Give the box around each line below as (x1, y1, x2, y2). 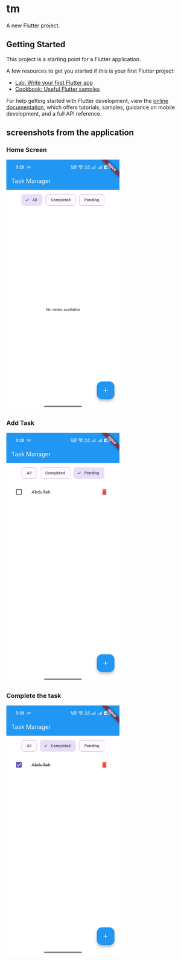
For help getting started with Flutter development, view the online (6, 97, 169, 104)
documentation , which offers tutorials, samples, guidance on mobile (6, 104, 175, 111)
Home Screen (6, 146, 47, 154)
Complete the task (6, 692, 62, 700)
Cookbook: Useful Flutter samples (14, 85, 100, 93)
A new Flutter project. (6, 22, 60, 29)
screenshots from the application (6, 128, 135, 138)
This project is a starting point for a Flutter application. (6, 55, 141, 62)
